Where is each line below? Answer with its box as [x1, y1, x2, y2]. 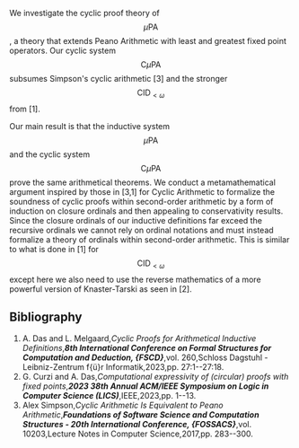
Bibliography [9, 309, 83, 324]
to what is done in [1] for [9, 243, 99, 254]
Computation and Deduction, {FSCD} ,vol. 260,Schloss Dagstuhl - [22, 352, 268, 363]
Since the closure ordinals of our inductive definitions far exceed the [9, 215, 263, 225]
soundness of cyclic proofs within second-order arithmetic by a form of [9, 196, 274, 206]
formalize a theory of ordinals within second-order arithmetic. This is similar [9, 233, 290, 245]
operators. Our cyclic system [9, 45, 117, 56]
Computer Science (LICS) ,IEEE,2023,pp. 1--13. [22, 391, 197, 401]
